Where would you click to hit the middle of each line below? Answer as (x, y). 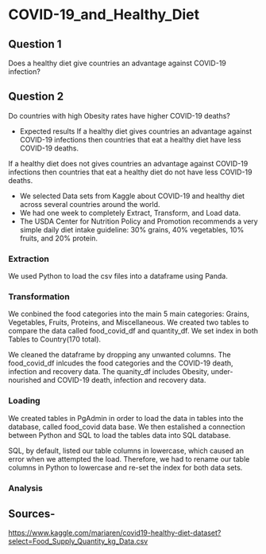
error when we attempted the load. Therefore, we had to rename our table (129, 458)
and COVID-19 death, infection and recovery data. (125, 380)
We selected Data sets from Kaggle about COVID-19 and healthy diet (132, 196)
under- (222, 372)
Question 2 (36, 97)
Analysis (26, 488)
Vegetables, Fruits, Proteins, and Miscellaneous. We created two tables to (129, 322)
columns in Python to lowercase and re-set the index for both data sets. (125, 467)
